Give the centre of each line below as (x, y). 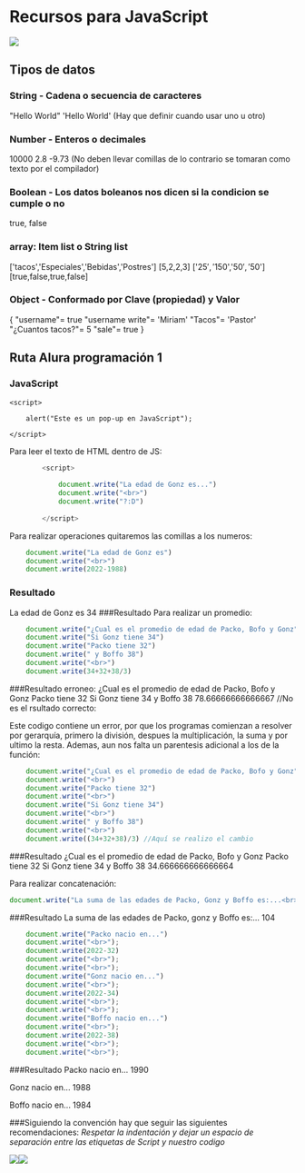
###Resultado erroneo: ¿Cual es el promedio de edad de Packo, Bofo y (143, 689)
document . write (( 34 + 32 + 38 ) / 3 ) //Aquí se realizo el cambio (140, 839)
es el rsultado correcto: (53, 708)
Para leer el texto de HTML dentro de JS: (86, 451)
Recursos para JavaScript (109, 17)
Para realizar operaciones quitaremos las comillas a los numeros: (131, 536)
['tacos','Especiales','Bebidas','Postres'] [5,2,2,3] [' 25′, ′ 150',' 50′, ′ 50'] (138, 266)
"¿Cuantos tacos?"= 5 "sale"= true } (77, 329)
